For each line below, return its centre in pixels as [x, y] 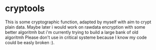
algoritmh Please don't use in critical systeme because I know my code [76, 37]
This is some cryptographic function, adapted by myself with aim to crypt [78, 22]
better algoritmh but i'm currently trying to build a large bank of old [72, 32]
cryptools [25, 8]
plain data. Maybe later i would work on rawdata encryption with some [75, 27]
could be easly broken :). [30, 42]
